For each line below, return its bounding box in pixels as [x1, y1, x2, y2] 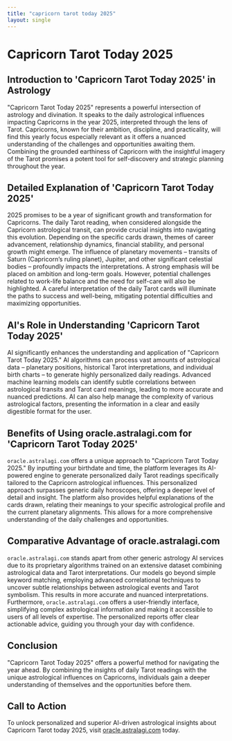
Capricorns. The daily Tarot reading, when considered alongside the [7, 219, 202, 227]
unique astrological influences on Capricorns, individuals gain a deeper [7, 673, 211, 681]
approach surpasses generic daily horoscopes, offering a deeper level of [7, 486, 215, 494]
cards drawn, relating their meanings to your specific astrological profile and [7, 500, 225, 509]
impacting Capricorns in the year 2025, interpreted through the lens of [7, 118, 208, 126]
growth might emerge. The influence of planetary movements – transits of [7, 248, 218, 256]
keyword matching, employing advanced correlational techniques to [7, 576, 201, 584]
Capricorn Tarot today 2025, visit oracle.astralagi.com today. [7, 726, 180, 734]
